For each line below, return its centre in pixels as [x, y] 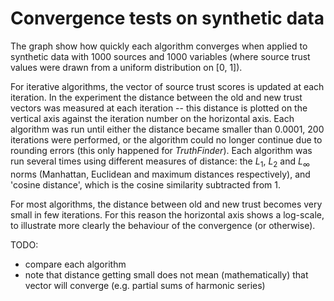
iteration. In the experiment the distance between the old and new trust [156, 97]
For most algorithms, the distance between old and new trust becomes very [166, 204]
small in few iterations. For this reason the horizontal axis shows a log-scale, [167, 214]
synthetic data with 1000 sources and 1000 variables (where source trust [160, 56]
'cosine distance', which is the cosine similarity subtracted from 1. [145, 184]
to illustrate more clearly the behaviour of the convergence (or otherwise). [163, 225]
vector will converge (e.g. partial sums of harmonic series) [145, 285]
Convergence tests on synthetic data [167, 18]
